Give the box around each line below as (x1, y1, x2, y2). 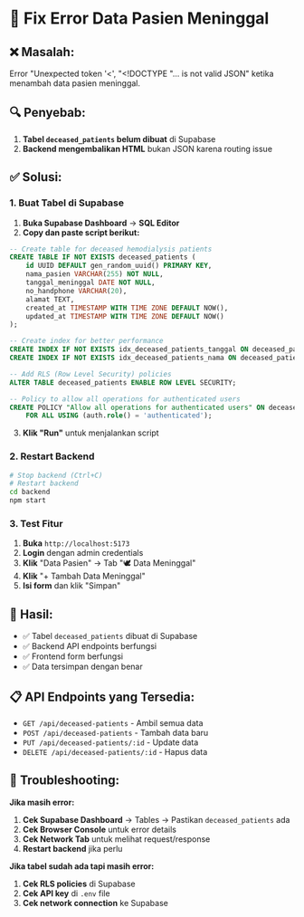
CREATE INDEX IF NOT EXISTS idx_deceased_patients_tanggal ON (9, 345, 249, 354)
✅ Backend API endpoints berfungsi (22, 641, 157, 652)
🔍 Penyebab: (9, 105, 86, 120)
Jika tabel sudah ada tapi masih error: (9, 860, 155, 872)
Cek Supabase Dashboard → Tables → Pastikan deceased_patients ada (22, 814, 290, 825)
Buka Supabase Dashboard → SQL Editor (22, 217, 180, 228)
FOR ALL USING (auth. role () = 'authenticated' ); (25, 411, 213, 420)
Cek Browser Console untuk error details (22, 824, 176, 835)
